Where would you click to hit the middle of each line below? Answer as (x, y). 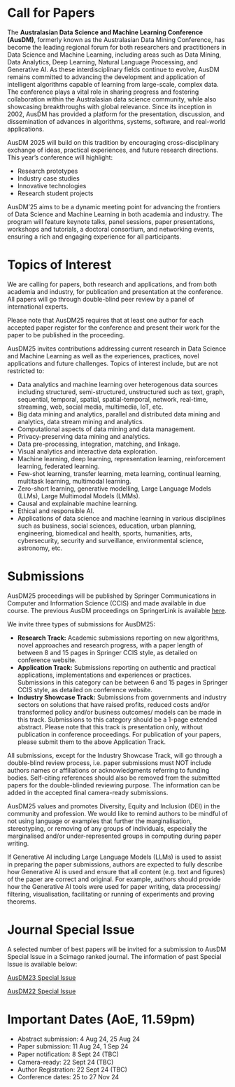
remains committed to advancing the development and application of (107, 77)
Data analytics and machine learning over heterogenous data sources (117, 384)
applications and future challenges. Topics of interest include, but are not (113, 363)
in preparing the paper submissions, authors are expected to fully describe (115, 864)
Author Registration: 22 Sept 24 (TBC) (72, 1070)
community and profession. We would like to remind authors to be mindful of (117, 813)
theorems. (22, 902)
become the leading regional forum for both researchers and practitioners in (117, 47)
